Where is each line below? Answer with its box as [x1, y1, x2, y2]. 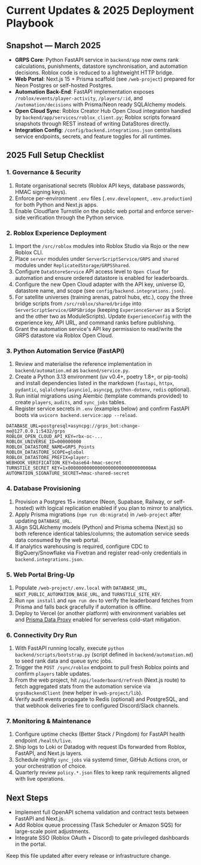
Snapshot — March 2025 [6, 40, 101, 50]
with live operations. [14, 775, 65, 783]
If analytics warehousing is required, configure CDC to [14, 542, 150, 550]
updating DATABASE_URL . [14, 517, 72, 524]
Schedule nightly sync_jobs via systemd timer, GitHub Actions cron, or [14, 756, 188, 763]
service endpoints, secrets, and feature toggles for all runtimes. [14, 133, 172, 140]
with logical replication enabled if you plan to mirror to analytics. [35, 504, 193, 511]
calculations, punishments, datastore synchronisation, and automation [14, 62, 188, 70]
